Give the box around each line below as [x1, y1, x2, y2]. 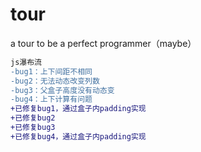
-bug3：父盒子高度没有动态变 [10, 85, 115, 95]
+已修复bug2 [10, 113, 56, 123]
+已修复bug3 [10, 123, 56, 133]
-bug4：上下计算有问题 [10, 94, 93, 105]
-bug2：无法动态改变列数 [10, 76, 100, 86]
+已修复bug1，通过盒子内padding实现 [10, 104, 147, 114]
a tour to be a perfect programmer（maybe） [10, 37, 197, 49]
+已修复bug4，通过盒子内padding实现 [10, 131, 147, 142]
